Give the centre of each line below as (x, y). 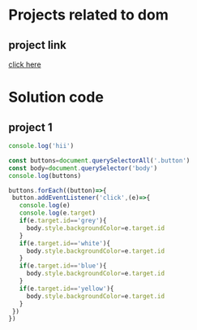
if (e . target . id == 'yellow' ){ (66, 289)
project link (38, 45)
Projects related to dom (88, 15)
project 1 (30, 127)
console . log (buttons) (45, 176)
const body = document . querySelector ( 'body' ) (83, 168)
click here (25, 64)
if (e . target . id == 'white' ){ (65, 243)
